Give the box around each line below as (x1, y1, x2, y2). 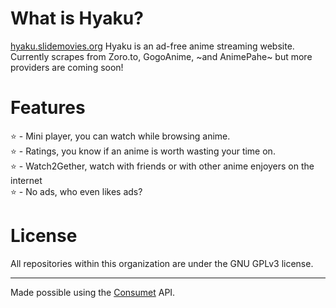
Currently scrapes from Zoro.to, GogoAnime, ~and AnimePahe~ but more (10, 50, 313, 62)
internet (10, 174, 43, 186)
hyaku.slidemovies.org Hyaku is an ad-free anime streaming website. (10, 40, 295, 52)
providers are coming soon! (10, 61, 124, 73)
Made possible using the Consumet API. (10, 286, 176, 298)
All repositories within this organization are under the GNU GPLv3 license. (10, 257, 314, 269)
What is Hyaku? (10, 7, 144, 30)
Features (10, 97, 86, 119)
